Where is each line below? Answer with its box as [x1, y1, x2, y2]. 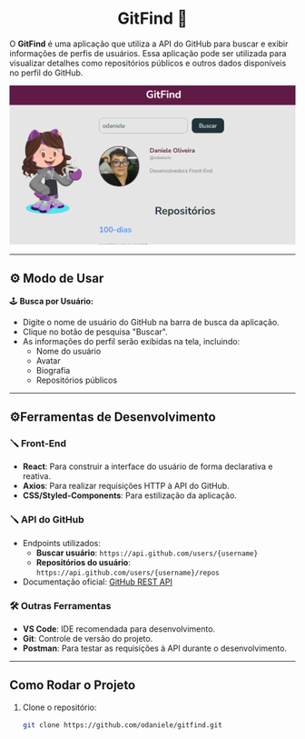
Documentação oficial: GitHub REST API [22, 576, 172, 587]
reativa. [22, 471, 52, 482]
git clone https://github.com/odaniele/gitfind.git [22, 720, 222, 730]
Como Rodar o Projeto [9, 677, 136, 694]
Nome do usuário [35, 345, 102, 356]
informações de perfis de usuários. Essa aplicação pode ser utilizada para [9, 47, 287, 58]
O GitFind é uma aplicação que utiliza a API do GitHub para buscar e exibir [9, 38, 289, 49]
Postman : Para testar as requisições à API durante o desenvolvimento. [22, 643, 288, 654]
